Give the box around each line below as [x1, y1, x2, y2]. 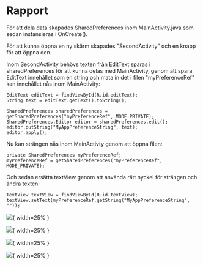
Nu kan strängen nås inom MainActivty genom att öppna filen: [6, 140, 163, 147]
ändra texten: [6, 180, 40, 187]
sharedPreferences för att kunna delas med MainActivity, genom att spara [6, 67, 193, 74]
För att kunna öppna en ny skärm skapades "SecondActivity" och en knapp [6, 42, 196, 50]
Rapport [6, 4, 49, 18]
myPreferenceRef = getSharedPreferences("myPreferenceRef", [6, 157, 163, 163]
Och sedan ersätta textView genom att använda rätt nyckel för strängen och [6, 173, 197, 181]
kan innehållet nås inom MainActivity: [6, 80, 100, 88]
